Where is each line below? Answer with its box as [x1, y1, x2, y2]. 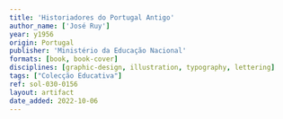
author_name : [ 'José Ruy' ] [9, 21, 111, 30]
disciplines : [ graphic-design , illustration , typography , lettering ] [9, 64, 276, 72]
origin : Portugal [9, 38, 75, 47]
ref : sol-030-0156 [9, 80, 78, 89]
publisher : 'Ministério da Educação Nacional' [9, 47, 187, 55]
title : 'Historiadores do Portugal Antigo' [9, 13, 175, 22]
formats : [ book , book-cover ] [9, 55, 119, 64]
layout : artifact [9, 88, 75, 97]
